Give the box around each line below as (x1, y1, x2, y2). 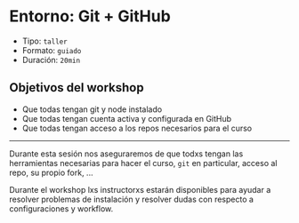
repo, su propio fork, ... (9, 167, 93, 178)
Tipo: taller (21, 36, 69, 46)
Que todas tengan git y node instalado (21, 104, 163, 115)
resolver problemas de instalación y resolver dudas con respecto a (9, 194, 254, 204)
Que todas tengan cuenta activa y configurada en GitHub (21, 113, 232, 123)
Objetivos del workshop (9, 80, 144, 95)
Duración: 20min (21, 54, 81, 65)
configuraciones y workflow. (9, 203, 114, 214)
